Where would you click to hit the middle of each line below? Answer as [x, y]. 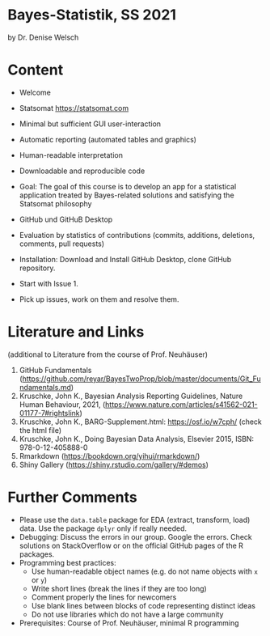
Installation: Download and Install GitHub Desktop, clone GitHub [125, 259]
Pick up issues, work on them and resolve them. [99, 299]
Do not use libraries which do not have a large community [127, 614]
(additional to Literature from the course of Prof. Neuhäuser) [108, 354]
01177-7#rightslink [49, 413]
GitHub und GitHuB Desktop [66, 219]
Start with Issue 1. [49, 283]
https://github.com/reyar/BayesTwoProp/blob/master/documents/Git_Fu [142, 379]
